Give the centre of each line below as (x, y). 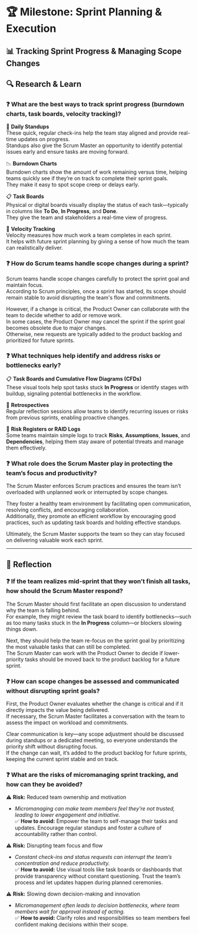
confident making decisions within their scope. (71, 925)
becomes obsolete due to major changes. (57, 328)
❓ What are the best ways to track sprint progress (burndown (95, 104)
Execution (31, 29)
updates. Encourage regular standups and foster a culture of (88, 828)
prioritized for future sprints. (40, 340)
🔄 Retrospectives (28, 405)
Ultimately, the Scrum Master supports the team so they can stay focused (95, 534)
